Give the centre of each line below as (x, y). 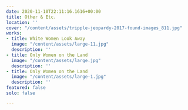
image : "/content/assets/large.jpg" (56, 60)
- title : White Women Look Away (46, 39)
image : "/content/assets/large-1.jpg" (59, 77)
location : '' (22, 22)
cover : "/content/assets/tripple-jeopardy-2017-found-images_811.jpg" (94, 28)
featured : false (26, 88)
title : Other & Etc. (31, 17)
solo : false (21, 93)
